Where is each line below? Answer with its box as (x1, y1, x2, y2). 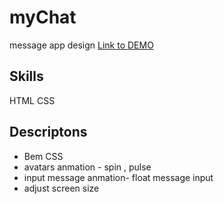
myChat (9, 6, 77, 29)
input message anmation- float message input (23, 171, 214, 183)
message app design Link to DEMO (9, 39, 154, 51)
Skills (9, 68, 44, 85)
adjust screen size (23, 182, 100, 194)
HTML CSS (9, 94, 56, 106)
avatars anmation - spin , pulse (23, 161, 152, 173)
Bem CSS (23, 150, 64, 162)
